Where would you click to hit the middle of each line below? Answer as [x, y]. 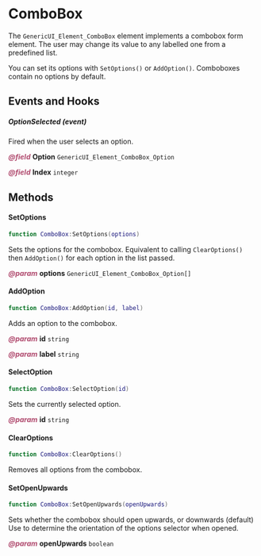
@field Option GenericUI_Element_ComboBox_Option [91, 157]
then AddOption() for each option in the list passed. [92, 258]
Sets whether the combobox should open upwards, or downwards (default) [131, 520]
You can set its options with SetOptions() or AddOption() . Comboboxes [124, 67]
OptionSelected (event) [48, 121]
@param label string [44, 354]
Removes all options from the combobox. [75, 470]
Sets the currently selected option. [65, 404]
